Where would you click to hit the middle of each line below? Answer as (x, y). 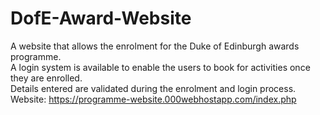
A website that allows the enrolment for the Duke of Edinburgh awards (155, 46)
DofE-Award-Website (101, 18)
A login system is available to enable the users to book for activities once (160, 67)
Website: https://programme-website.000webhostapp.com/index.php (153, 99)
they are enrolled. (46, 78)
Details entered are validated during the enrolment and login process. (153, 88)
